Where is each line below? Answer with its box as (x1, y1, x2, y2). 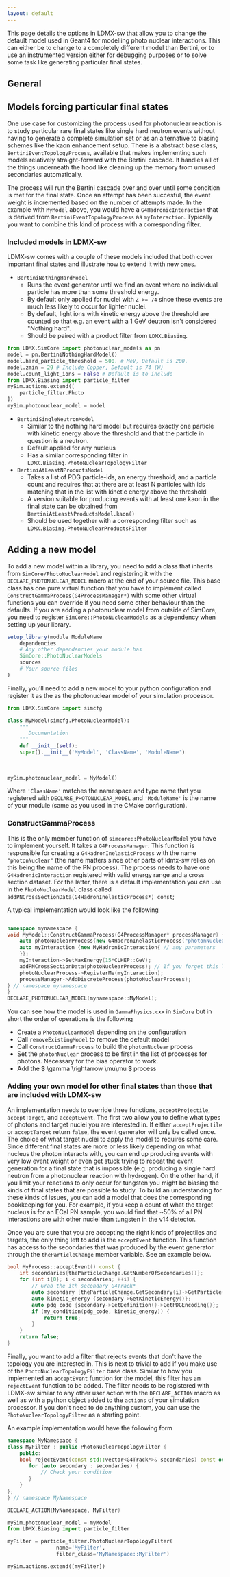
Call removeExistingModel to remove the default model (16, 1035, 170, 1044)
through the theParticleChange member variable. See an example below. (7, 1250, 212, 1258)
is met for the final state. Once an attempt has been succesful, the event (7, 191, 211, 199)
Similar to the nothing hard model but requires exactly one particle (27, 422, 214, 430)
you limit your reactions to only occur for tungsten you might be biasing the (7, 1179, 220, 1187)
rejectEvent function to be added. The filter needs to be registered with (7, 1381, 210, 1389)
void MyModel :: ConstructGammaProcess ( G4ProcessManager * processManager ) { (7, 931, 225, 938)
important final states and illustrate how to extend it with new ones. (7, 260, 196, 268)
